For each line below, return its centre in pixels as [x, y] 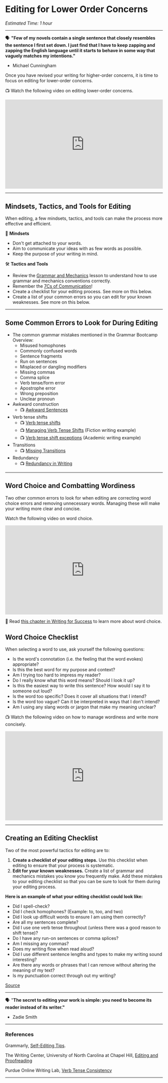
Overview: [23, 340]
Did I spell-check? [31, 906]
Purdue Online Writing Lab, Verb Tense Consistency [59, 1070]
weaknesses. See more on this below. [51, 302]
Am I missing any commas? [40, 943]
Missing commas [37, 372]
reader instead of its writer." [35, 1007]
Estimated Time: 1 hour [29, 23]
